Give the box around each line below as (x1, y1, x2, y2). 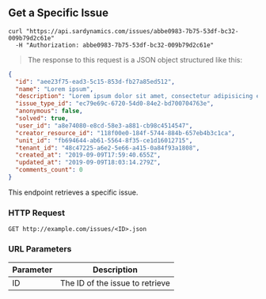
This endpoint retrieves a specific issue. (8, 187, 139, 197)
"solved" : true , (15, 115, 69, 123)
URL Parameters (8, 244, 72, 255)
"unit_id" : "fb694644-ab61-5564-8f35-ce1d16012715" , (15, 136, 193, 145)
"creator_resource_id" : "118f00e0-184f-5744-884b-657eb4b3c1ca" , (15, 129, 236, 137)
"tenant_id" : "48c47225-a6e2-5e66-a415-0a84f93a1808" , (15, 144, 200, 152)
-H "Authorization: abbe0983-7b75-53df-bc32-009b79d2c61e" (15, 41, 215, 49)
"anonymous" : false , (15, 107, 83, 115)
